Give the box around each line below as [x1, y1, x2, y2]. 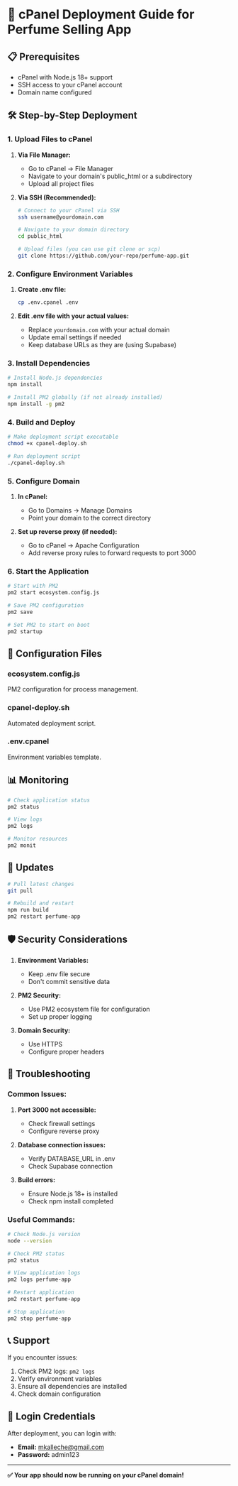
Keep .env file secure [28, 969, 91, 978]
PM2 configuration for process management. [7, 685, 139, 694]
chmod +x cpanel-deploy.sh [7, 440, 87, 447]
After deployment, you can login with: [7, 1429, 117, 1438]
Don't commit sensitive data [28, 977, 110, 985]
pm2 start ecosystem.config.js [7, 589, 100, 596]
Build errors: [17, 1175, 55, 1184]
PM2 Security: [17, 990, 62, 1000]
